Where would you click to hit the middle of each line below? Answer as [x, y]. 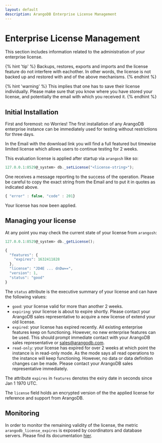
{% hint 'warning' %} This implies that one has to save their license [72, 87]
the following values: [26, 297]
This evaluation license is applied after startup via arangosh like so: [72, 158]
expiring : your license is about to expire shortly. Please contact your [81, 311]
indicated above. [22, 187]
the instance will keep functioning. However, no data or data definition [82, 358]
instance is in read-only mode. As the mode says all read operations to [83, 353]
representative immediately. [40, 368]
